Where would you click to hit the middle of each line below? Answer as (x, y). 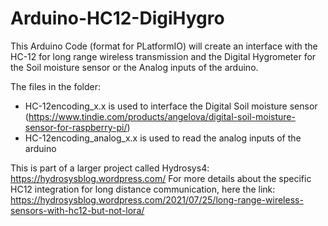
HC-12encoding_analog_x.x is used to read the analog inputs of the (163, 138)
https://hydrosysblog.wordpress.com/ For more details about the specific (161, 178)
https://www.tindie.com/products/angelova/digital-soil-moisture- (162, 116)
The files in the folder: (56, 86)
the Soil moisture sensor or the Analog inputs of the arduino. (134, 67)
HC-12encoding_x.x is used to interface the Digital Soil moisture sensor (171, 106)
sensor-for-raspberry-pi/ (76, 127)
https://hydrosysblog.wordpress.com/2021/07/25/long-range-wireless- (157, 199)
